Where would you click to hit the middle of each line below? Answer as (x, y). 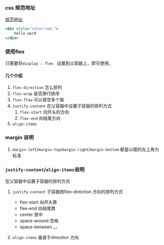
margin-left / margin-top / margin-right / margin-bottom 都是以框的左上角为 (86, 149)
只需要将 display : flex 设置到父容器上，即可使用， (59, 63)
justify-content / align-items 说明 (45, 169)
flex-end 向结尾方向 (40, 118)
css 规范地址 (20, 7)
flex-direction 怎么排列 (37, 87)
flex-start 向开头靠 (38, 202)
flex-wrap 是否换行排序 (36, 94)
